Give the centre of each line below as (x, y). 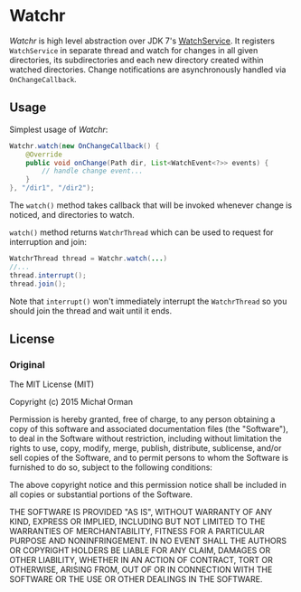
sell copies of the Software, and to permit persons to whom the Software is (149, 458)
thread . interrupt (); (48, 275)
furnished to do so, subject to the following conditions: (111, 467)
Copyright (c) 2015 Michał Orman (71, 402)
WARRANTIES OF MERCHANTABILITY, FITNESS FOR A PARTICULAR (137, 531)
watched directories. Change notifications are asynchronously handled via (148, 70)
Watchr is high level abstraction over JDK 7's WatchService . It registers (142, 41)
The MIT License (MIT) (52, 384)
